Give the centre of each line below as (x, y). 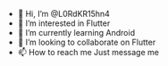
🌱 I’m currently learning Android (76, 33)
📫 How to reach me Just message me (88, 52)
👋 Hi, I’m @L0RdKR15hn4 (63, 14)
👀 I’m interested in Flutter (64, 23)
